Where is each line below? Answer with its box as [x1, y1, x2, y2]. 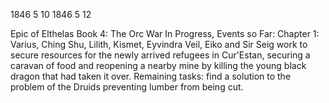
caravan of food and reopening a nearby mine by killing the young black [10, 60, 307, 71]
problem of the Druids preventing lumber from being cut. [10, 81, 244, 93]
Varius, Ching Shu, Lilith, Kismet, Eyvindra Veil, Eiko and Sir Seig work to [10, 39, 308, 50]
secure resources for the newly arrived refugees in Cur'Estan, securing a [10, 49, 311, 61]
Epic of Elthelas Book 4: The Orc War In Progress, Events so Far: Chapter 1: [10, 28, 320, 39]
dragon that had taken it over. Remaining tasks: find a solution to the [10, 70, 292, 82]
